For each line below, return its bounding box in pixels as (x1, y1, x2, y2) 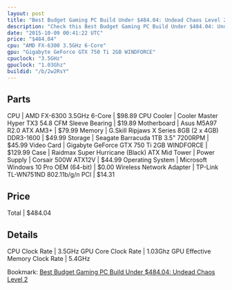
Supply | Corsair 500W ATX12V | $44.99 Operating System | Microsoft (7, 156, 207, 164)
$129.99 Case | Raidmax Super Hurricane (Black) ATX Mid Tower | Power (7, 148, 215, 157)
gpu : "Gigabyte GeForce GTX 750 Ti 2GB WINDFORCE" (7, 49, 156, 56)
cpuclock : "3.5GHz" (7, 55, 64, 62)
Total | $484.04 (7, 209, 52, 217)
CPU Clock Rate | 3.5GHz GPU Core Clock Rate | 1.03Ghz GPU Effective (7, 246, 211, 255)
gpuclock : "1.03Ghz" (7, 61, 67, 68)
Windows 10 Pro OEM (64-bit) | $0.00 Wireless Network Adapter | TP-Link (7, 163, 219, 171)
